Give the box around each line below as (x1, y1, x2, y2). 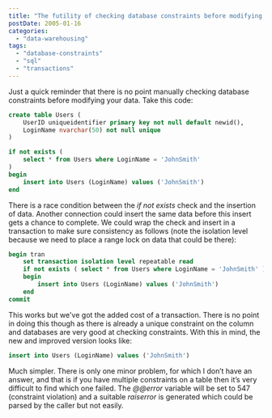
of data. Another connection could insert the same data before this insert (8, 209, 252, 218)
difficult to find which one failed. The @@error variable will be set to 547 (8, 383, 251, 393)
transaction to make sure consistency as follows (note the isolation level (8, 226, 249, 235)
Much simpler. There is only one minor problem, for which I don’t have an (8, 365, 253, 376)
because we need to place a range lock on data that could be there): (8, 234, 237, 244)
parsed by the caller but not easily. (8, 400, 124, 410)
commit (8, 295, 31, 303)
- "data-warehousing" (15, 34, 89, 43)
